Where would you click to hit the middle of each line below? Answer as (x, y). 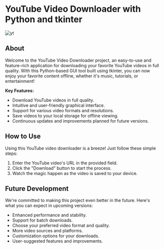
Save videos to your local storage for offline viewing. (65, 116)
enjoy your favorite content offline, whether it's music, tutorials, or (72, 76)
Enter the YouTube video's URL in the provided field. (65, 163)
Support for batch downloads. (42, 220)
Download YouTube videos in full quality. (53, 100)
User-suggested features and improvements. (58, 241)
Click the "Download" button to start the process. (62, 168)
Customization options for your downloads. (56, 236)
